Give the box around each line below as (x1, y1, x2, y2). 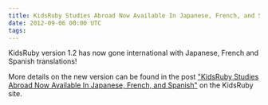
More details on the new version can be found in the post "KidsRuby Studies (8, 72, 259, 82)
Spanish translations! (8, 56, 77, 66)
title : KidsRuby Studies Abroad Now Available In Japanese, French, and (8, 11, 255, 20)
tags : (8, 26, 26, 34)
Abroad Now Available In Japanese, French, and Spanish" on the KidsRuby (8, 80, 254, 90)
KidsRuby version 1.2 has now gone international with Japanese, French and (8, 49, 259, 58)
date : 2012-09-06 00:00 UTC (8, 19, 102, 27)
